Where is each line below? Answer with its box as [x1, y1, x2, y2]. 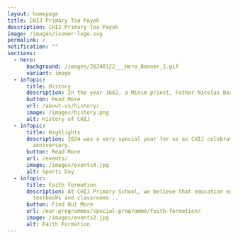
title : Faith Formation [25, 181, 97, 188]
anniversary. [33, 142, 72, 149]
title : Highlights [25, 129, 81, 136]
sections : [7, 50, 37, 57]
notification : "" [7, 43, 59, 50]
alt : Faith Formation [25, 221, 91, 228]
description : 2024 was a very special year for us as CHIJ [25, 135, 204, 142]
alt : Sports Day [25, 168, 74, 175]
